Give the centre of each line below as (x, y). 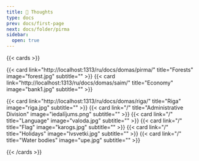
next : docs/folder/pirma (38, 29)
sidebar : (17, 35)
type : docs (20, 18)
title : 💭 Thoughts (30, 12)
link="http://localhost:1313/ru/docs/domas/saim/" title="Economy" (90, 83)
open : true (26, 40)
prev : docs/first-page (35, 23)
